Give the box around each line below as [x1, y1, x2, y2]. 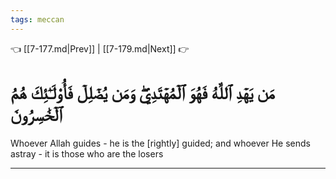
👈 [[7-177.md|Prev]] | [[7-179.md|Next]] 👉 [10, 42, 190, 55]
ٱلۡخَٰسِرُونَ [10, 103, 63, 126]
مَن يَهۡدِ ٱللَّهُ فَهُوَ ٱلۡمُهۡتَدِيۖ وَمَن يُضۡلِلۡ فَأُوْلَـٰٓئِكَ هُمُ [10, 81, 275, 104]
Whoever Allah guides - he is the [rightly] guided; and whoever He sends [10, 137, 311, 149]
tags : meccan [10, 14, 65, 25]
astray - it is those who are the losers [10, 147, 164, 160]
